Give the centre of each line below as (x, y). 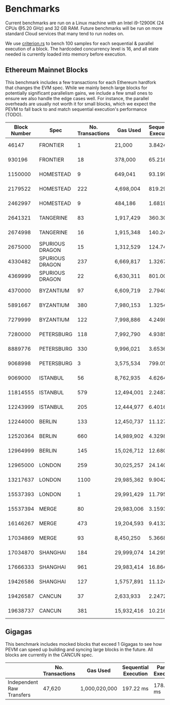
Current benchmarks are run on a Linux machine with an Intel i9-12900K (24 (85, 23)
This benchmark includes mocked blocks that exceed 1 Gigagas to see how (84, 644)
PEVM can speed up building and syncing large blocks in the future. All (79, 649)
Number (21, 133)
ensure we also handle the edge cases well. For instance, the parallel (77, 98)
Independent (23, 682)
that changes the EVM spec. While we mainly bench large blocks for (76, 88)
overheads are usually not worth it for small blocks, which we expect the (81, 104)
